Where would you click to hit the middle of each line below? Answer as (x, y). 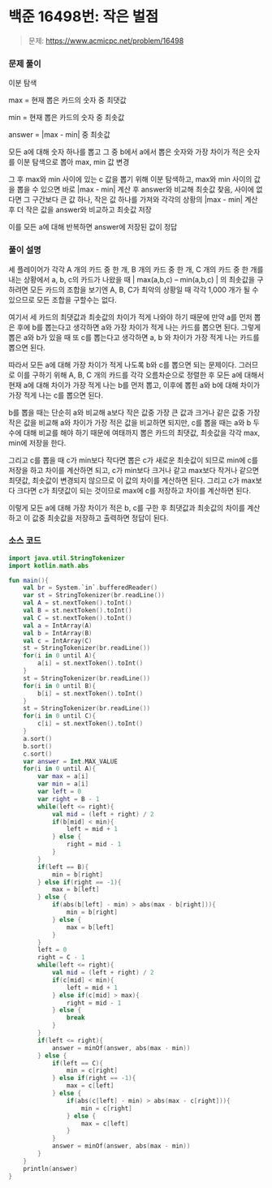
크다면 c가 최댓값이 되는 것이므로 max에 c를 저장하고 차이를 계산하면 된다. (134, 490)
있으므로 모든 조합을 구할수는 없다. (63, 299)
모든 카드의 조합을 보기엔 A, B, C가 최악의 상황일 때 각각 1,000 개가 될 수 (144, 290)
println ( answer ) (51, 1169)
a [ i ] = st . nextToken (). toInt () (91, 663)
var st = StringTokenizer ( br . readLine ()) (94, 596)
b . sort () (38, 746)
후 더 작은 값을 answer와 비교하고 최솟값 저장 (80, 210)
